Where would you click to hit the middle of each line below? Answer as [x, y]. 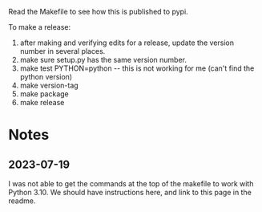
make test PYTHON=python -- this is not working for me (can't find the [137, 68]
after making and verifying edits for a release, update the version [127, 43]
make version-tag [49, 85]
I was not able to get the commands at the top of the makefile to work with [131, 183]
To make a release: [40, 27]
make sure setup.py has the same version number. [103, 60]
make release [42, 102]
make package [44, 94]
